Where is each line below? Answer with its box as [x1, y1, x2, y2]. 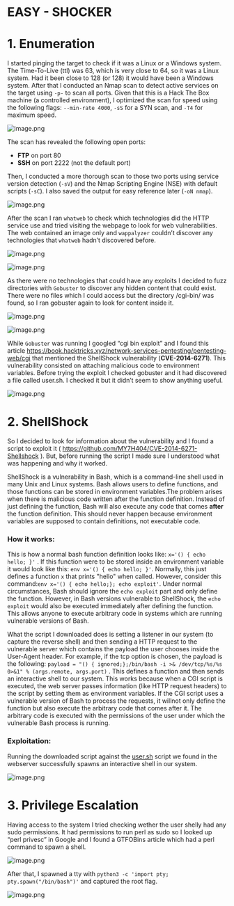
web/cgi [7, 354, 31, 363]
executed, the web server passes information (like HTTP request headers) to [7, 682, 228, 690]
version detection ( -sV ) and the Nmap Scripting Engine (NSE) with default [7, 180, 218, 188]
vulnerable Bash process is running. [7, 719, 110, 727]
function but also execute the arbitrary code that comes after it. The [7, 704, 202, 713]
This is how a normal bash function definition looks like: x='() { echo [7, 550, 206, 559]
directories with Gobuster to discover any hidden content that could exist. [7, 284, 217, 292]
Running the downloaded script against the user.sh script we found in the [7, 752, 217, 761]
